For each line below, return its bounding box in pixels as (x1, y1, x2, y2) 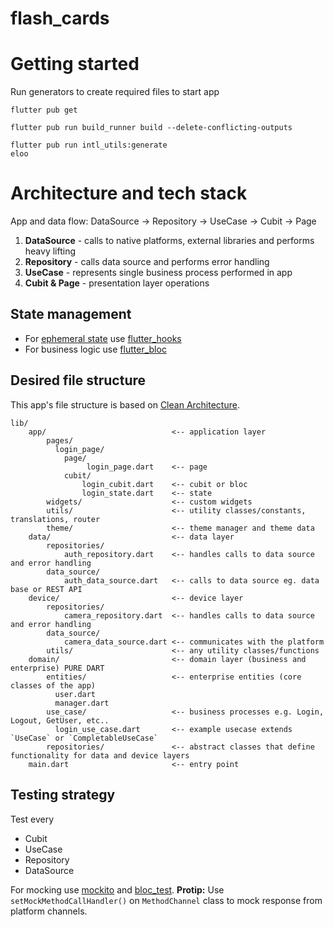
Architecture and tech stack (10, 182, 248, 205)
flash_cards (10, 7, 110, 30)
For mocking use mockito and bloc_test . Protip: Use (10, 883, 225, 896)
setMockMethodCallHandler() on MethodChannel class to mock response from (10, 894, 323, 906)
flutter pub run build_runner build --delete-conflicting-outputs (10, 123, 293, 133)
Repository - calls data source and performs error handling (24, 256, 270, 268)
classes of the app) (10, 680, 97, 691)
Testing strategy (10, 787, 116, 804)
